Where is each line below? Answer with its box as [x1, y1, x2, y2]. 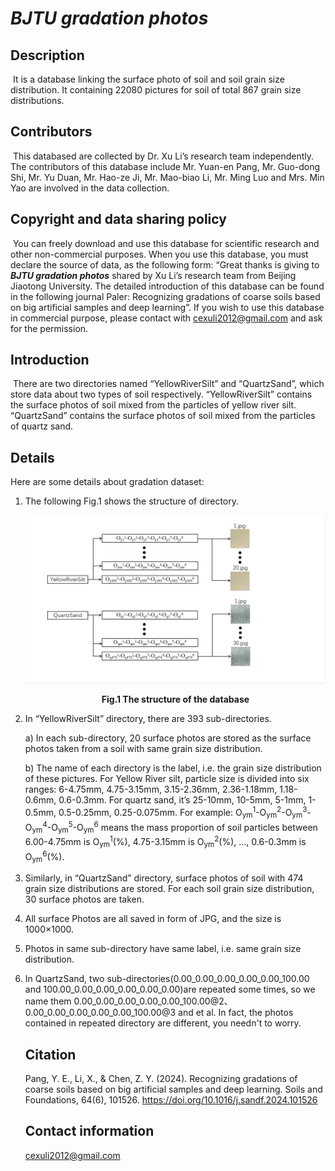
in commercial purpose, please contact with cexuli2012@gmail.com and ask [10, 312, 323, 324]
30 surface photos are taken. [24, 893, 145, 906]
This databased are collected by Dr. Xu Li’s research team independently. [12, 150, 315, 162]
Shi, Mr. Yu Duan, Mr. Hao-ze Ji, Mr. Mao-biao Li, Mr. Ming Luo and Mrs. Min [10, 171, 325, 183]
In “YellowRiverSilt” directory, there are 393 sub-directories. [24, 713, 272, 725]
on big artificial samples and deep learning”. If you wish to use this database [10, 301, 325, 313]
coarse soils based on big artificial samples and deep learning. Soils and [24, 1083, 323, 1096]
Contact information [24, 1123, 155, 1140]
